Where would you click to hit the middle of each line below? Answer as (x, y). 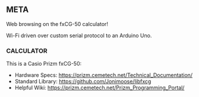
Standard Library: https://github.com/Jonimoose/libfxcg (83, 82)
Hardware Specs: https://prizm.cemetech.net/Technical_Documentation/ (104, 75)
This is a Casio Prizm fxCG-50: (44, 64)
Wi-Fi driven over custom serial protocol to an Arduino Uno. (79, 35)
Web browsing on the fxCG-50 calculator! (57, 24)
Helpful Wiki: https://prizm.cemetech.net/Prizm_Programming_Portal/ (99, 88)
